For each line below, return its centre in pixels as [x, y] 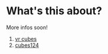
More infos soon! [27, 27]
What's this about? [54, 11]
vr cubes [26, 39]
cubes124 [27, 45]
